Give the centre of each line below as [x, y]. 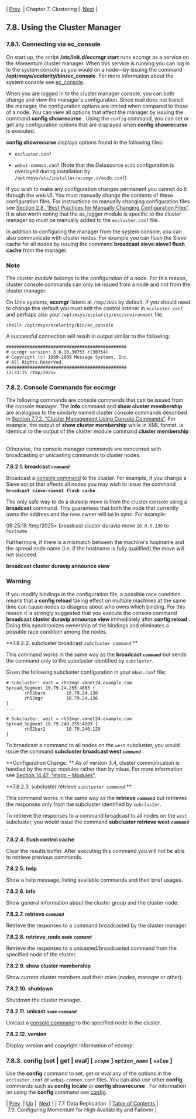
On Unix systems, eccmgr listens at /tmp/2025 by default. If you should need [98, 302]
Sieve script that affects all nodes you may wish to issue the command [91, 484]
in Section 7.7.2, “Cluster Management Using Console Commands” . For [91, 419]
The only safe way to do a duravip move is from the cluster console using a [97, 502]
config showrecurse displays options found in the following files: [85, 142]
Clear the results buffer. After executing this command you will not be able [96, 851]
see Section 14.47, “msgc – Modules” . [51, 775]
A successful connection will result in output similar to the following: [88, 336]
